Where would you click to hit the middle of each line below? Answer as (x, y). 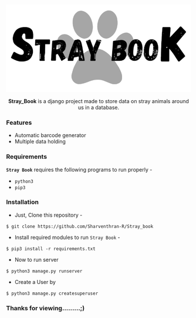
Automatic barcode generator (50, 135)
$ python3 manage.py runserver (44, 271)
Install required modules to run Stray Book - (67, 237)
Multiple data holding (40, 142)
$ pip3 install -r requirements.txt (51, 249)
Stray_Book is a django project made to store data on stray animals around (99, 101)
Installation (23, 202)
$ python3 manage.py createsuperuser (52, 293)
